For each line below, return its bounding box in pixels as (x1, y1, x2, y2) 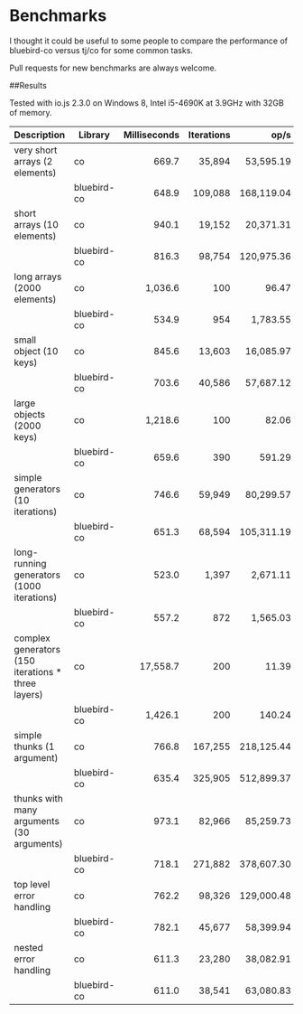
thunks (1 (14, 740, 55, 753)
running (14, 557, 47, 569)
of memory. (9, 107, 52, 117)
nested (14, 941, 43, 953)
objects (14, 408, 46, 420)
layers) (14, 688, 43, 700)
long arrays (14, 270, 62, 283)
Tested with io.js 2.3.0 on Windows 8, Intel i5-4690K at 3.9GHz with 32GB (9, 97, 284, 108)
